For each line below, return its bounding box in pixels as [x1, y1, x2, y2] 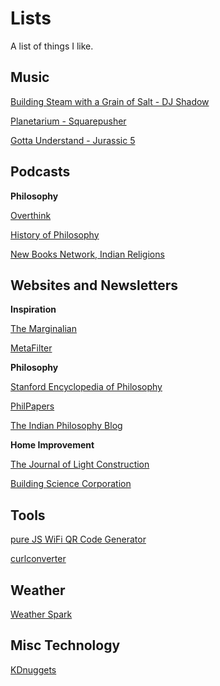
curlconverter [10, 553, 67, 565]
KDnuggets [10, 663, 57, 676]
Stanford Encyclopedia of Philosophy [10, 381, 163, 393]
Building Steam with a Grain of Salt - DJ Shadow [10, 95, 210, 107]
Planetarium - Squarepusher [10, 115, 127, 127]
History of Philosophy [10, 228, 100, 241]
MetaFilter [10, 342, 53, 354]
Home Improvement [10, 439, 95, 451]
